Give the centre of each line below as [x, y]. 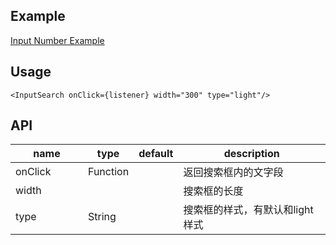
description [251, 154]
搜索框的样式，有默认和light [248, 210]
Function [109, 172]
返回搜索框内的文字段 [233, 172]
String [102, 217]
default [156, 154]
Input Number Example [57, 40]
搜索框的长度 [213, 191]
